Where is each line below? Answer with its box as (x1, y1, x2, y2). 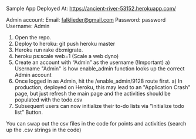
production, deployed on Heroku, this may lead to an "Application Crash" (14, 84, 191, 90)
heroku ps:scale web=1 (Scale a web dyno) (14, 53, 119, 59)
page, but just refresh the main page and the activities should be (14, 90, 171, 97)
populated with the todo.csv (14, 96, 83, 103)
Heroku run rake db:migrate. (14, 46, 83, 53)
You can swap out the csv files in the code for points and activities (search (6, 120, 187, 127)
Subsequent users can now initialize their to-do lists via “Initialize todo (14, 103, 185, 109)
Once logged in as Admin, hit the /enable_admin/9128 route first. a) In (14, 77, 183, 84)
